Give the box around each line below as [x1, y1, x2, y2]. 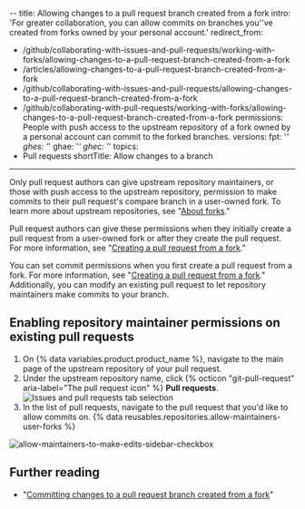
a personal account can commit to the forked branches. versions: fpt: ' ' [22, 132, 289, 142]
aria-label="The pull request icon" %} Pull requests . [22, 382, 220, 393]
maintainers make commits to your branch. [9, 289, 170, 299]
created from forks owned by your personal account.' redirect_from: [9, 27, 263, 37]
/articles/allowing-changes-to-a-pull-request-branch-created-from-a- [22, 64, 287, 74]
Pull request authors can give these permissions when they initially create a [9, 223, 292, 234]
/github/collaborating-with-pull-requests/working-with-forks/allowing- [22, 103, 287, 113]
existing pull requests [9, 329, 134, 345]
